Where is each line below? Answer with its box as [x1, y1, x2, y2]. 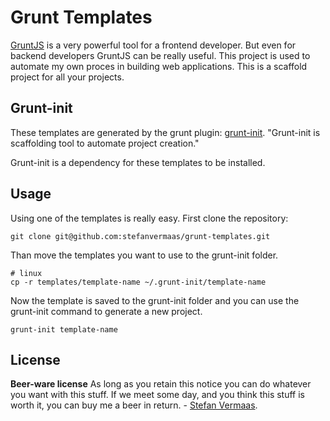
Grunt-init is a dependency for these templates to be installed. [10, 156, 266, 168]
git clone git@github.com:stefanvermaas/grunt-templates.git [10, 231, 271, 241]
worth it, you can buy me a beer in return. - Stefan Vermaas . [10, 399, 258, 411]
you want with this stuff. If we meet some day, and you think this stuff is [10, 389, 306, 401]
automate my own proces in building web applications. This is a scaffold [10, 60, 308, 72]
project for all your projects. [10, 71, 125, 83]
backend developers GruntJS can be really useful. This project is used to [10, 49, 311, 61]
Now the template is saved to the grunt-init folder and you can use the [10, 294, 300, 306]
